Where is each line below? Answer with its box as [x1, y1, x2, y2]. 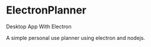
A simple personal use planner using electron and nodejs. [6, 34, 146, 41]
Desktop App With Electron [6, 23, 72, 30]
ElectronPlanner [6, 4, 87, 17]
